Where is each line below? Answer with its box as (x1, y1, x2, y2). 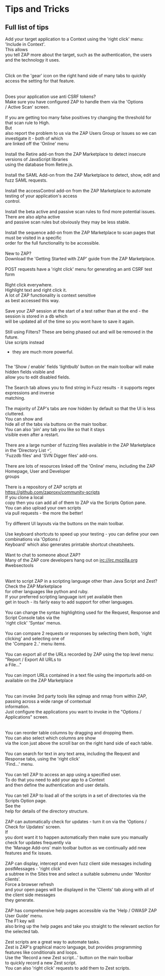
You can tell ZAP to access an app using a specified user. (5, 772, 121, 777)
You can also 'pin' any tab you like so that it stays (5, 427, 105, 432)
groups (5, 473, 20, 479)
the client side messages (5, 892, 55, 898)
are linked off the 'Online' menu (5, 141, 69, 146)
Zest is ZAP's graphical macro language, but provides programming (5, 944, 142, 950)
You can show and (5, 416, 43, 422)
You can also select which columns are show (5, 735, 96, 741)
